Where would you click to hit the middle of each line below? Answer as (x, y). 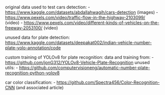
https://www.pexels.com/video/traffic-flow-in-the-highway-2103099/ (75, 17)
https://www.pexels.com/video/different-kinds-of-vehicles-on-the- (92, 23)
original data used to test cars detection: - (48, 7)
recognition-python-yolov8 (32, 73)
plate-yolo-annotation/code (33, 48)
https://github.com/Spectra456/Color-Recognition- (108, 82)
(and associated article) (40, 87)
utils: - (12, 68)
